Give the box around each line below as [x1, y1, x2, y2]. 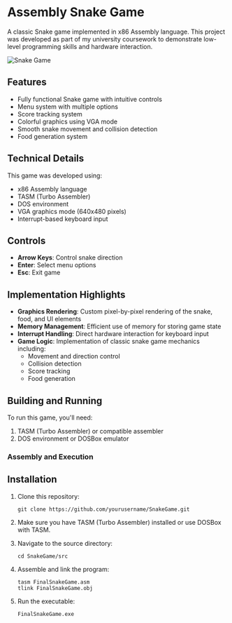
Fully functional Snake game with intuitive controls [17, 95, 163, 103]
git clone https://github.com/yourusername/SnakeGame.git [17, 506, 190, 513]
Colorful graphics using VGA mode [17, 117, 117, 126]
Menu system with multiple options [17, 102, 119, 111]
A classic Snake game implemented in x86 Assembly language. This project [7, 27, 226, 36]
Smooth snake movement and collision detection [17, 124, 158, 133]
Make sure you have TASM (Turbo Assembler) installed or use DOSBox [17, 518, 222, 526]
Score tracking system [17, 109, 82, 118]
